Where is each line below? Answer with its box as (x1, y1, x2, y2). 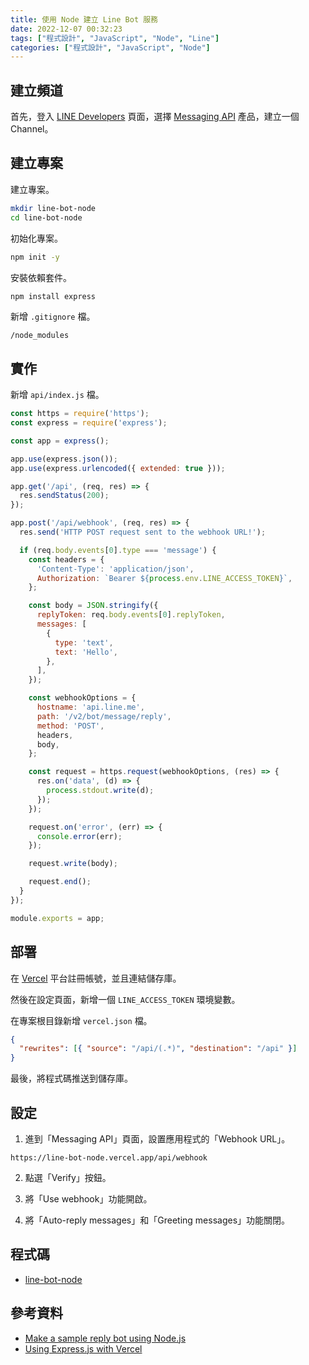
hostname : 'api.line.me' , (36, 702, 145, 713)
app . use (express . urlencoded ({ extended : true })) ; (10, 463, 226, 473)
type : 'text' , (54, 637, 114, 648)
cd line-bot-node (10, 212, 83, 223)
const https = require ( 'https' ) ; (10, 409, 150, 419)
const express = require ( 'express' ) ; (10, 418, 168, 428)
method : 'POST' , (36, 721, 105, 731)
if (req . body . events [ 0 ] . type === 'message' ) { (19, 545, 217, 555)
